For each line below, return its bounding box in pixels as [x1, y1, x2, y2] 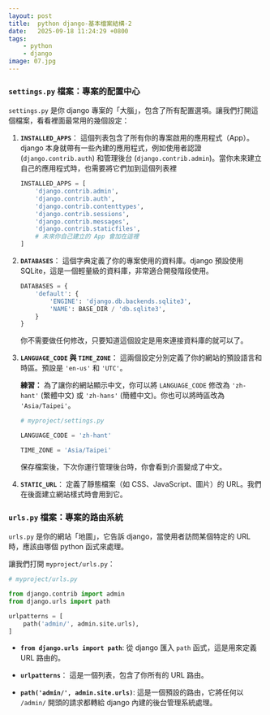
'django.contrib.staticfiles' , [35, 225, 141, 233]
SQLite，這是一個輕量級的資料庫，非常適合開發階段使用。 [19, 266, 213, 276]
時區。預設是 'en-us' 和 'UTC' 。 [19, 363, 127, 373]
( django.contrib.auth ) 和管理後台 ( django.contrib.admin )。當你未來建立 [19, 154, 262, 163]
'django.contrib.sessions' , [35, 210, 130, 218]
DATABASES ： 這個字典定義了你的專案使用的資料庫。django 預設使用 [19, 256, 244, 266]
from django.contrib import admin [8, 590, 126, 598]
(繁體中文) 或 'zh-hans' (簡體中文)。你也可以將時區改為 [40, 391, 225, 401]
